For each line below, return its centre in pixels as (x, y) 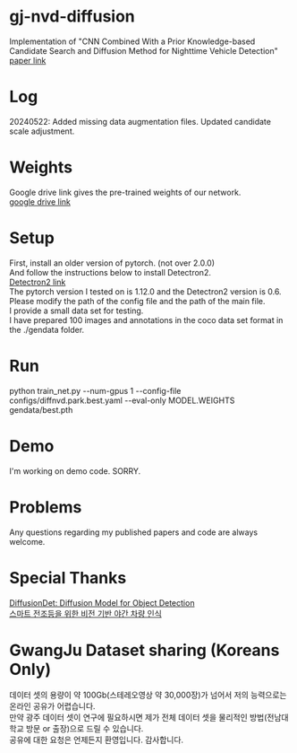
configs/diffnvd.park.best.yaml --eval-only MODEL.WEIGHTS (122, 400)
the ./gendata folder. (47, 329)
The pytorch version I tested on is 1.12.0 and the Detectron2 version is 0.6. (145, 291)
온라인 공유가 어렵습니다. (52, 706)
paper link (28, 60)
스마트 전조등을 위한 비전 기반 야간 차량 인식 (86, 613)
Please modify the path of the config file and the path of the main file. (137, 301)
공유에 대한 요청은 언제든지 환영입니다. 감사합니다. (97, 740)
